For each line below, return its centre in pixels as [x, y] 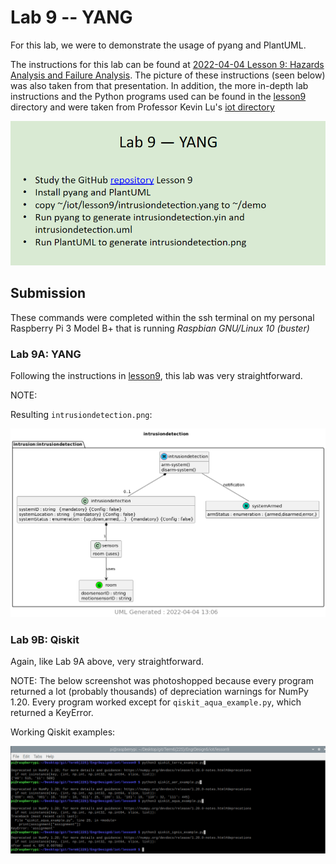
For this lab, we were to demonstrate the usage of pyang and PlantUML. [158, 45]
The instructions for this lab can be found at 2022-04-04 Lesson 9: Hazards [167, 64]
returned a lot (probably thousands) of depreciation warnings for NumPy [159, 691]
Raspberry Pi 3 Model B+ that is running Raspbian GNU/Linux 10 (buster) [160, 328]
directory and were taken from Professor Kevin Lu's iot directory [142, 107]
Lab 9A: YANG [46, 354]
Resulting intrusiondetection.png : [81, 414]
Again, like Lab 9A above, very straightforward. [107, 661]
